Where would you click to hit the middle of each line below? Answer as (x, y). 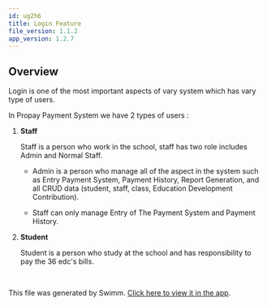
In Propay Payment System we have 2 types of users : (99, 115)
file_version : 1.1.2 (43, 31)
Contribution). (56, 197)
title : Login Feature (45, 24)
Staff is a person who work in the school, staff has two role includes (133, 147)
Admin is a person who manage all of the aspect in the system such (145, 171)
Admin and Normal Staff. (61, 156)
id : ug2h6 (25, 16)
